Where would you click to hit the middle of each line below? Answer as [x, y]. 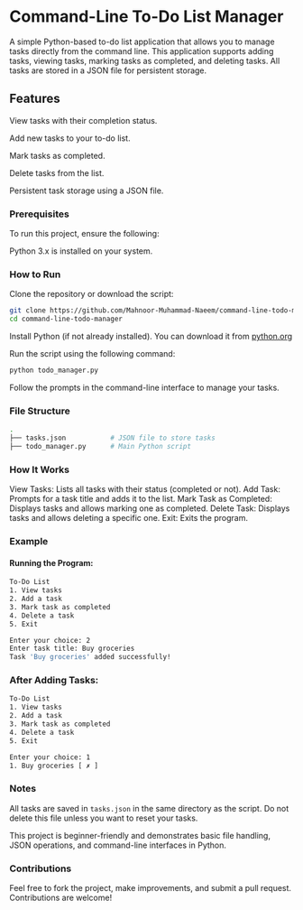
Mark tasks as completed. [57, 155]
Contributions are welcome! [61, 898]
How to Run [35, 274]
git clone [28, 311]
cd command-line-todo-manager [66, 319]
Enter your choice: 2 [50, 640]
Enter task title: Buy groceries [72, 649]
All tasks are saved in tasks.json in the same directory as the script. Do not [149, 808]
